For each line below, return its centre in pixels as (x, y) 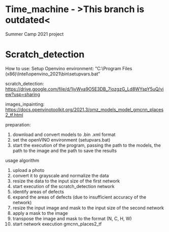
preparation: (18, 124)
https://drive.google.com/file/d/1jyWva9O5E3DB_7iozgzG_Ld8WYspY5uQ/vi (84, 89)
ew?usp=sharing (23, 94)
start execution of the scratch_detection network (63, 186)
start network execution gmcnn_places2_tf (57, 224)
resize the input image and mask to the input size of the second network (88, 208)
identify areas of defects (38, 192)
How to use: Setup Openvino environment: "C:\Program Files (69, 68)
